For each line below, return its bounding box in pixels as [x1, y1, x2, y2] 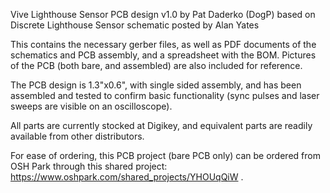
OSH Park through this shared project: [10, 160, 168, 172]
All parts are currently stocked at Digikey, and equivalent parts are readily [10, 120, 313, 131]
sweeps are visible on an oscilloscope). [10, 100, 173, 112]
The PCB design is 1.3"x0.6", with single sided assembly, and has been [10, 79, 302, 91]
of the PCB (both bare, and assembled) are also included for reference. [10, 60, 303, 71]
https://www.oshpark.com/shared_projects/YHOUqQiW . [10, 171, 244, 183]
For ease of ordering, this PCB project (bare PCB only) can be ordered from [10, 150, 321, 161]
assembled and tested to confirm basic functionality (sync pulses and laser [10, 90, 320, 101]
